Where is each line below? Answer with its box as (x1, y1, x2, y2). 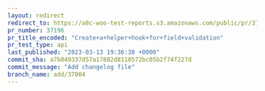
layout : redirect (7, 11, 65, 20)
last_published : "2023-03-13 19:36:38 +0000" (7, 48, 160, 56)
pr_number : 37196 (7, 26, 65, 34)
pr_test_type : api (7, 41, 68, 49)
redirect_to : (7, 19, 51, 27)
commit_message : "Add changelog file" (7, 63, 135, 71)
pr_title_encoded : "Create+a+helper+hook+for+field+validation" (7, 33, 224, 42)
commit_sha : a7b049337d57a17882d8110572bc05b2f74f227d (7, 56, 192, 64)
